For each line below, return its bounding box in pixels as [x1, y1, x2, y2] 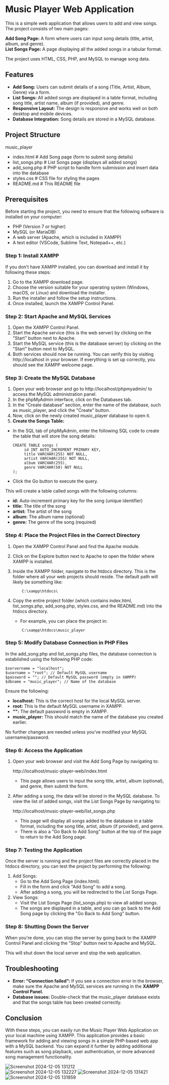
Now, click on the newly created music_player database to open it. [12, 412, 150, 419]
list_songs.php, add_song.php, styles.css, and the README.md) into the [12, 602, 162, 609]
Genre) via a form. [12, 89, 50, 95]
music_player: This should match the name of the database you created [12, 713, 163, 719]
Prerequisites [5, 195, 48, 204]
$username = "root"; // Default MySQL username [5, 670, 107, 675]
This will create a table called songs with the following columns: [5, 488, 138, 494]
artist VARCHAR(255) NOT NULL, [24, 456, 90, 461]
